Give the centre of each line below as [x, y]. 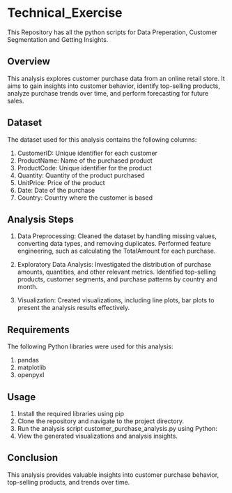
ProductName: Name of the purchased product [85, 160]
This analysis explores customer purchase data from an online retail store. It [116, 78]
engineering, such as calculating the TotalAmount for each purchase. [116, 251]
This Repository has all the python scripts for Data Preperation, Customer [113, 32]
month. [28, 287]
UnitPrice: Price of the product [61, 182]
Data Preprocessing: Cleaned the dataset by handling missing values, [117, 236]
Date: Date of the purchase [56, 190]
